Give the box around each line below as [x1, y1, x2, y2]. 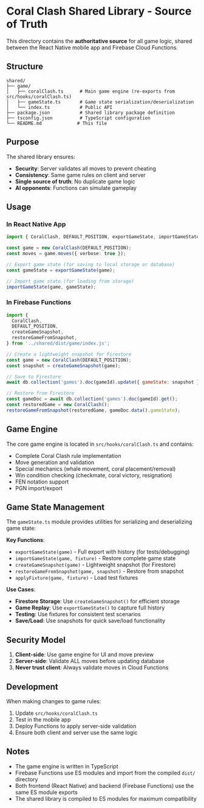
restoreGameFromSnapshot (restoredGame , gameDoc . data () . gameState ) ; [6, 407, 181, 413]
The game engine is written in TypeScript [15, 762, 118, 770]
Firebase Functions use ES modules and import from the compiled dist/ [15, 769, 196, 776]
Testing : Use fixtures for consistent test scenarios [15, 611, 141, 618]
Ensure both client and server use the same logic [15, 729, 138, 736]
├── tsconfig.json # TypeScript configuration [6, 114, 151, 121]
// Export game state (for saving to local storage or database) [6, 261, 175, 267]
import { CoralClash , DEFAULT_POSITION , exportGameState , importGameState [6, 234, 200, 240]
